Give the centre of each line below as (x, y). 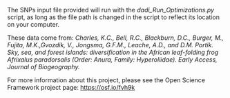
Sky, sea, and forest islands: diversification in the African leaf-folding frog (113, 52)
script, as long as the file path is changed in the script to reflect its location (113, 17)
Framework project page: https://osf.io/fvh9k (71, 87)
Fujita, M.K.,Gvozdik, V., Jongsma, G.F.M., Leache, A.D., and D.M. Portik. (111, 45)
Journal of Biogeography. (44, 67)
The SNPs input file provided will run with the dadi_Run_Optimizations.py (111, 10)
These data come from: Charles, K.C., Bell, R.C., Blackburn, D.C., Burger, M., (116, 38)
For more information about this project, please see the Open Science (106, 80)
